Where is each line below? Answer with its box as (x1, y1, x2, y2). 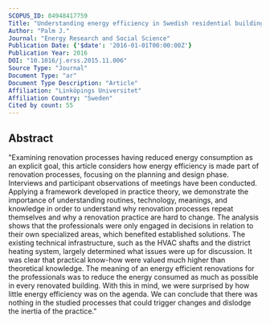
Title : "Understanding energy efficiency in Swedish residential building (8, 19, 264, 27)
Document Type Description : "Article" (8, 79, 138, 87)
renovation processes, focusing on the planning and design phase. (8, 170, 229, 179)
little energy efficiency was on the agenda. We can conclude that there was (8, 289, 259, 298)
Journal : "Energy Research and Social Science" (8, 34, 171, 43)
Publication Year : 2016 (8, 49, 88, 57)
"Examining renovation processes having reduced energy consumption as (8, 152, 253, 162)
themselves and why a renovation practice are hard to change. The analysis (8, 212, 260, 222)
